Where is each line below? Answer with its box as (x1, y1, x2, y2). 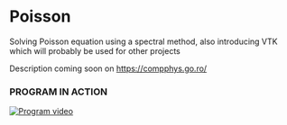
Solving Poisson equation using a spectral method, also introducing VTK (9, 36, 278, 47)
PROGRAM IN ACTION (9, 85, 108, 98)
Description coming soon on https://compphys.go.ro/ (9, 63, 208, 74)
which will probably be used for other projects (9, 45, 181, 56)
